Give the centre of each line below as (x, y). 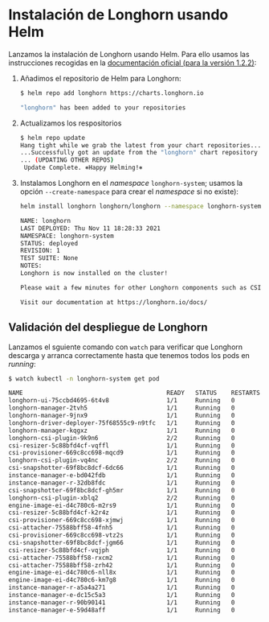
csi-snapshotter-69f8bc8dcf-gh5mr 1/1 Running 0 (122, 490)
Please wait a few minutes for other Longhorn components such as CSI (141, 287)
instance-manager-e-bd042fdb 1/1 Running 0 (122, 476)
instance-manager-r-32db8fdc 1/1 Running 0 (122, 483)
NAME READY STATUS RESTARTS (134, 393)
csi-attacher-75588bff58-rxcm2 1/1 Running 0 (122, 558)
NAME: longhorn (45, 220)
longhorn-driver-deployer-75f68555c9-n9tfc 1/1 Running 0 (122, 423)
